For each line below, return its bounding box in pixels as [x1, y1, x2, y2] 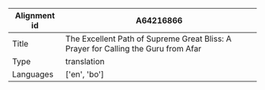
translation [65, 56, 105, 66]
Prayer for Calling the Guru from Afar [65, 43, 202, 54]
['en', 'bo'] [65, 69, 105, 80]
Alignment [14, 10, 55, 21]
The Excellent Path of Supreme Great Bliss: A [65, 33, 232, 44]
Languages [12, 69, 54, 80]
